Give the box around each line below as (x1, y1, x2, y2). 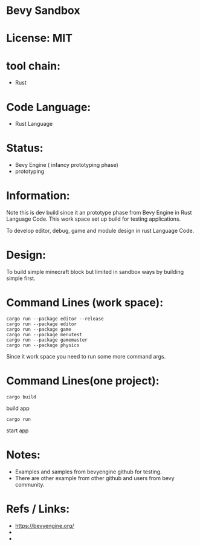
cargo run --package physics (6, 342, 80, 348)
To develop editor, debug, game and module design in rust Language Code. (6, 227, 195, 235)
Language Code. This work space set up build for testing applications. (6, 215, 181, 223)
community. (15, 481, 45, 488)
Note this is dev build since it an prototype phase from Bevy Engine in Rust (6, 209, 192, 216)
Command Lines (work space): (6, 296, 164, 310)
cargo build (6, 394, 36, 400)
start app (6, 427, 29, 434)
